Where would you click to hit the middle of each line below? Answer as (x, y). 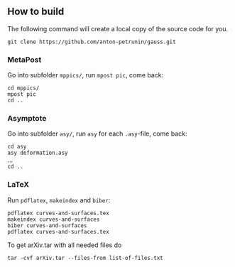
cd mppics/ (23, 88)
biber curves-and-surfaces (47, 225)
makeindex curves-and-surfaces (54, 219)
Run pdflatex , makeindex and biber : (59, 200)
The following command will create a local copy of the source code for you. (118, 28)
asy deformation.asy (38, 153)
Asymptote (27, 119)
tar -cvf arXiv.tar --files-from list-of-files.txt (85, 258)
